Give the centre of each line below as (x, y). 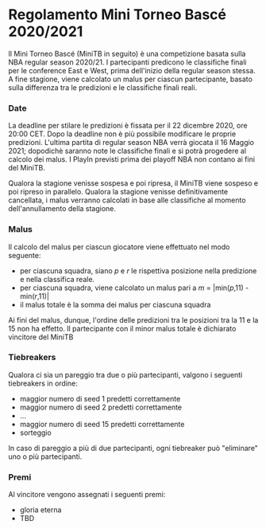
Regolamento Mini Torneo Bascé (118, 15)
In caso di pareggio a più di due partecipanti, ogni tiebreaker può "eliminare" (133, 448)
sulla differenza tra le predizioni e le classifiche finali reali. (103, 87)
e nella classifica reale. (57, 279)
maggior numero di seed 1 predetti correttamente (100, 398)
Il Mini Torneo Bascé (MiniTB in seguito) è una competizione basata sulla (127, 53)
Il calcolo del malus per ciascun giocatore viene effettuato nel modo (119, 247)
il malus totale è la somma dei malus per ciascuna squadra (115, 304)
